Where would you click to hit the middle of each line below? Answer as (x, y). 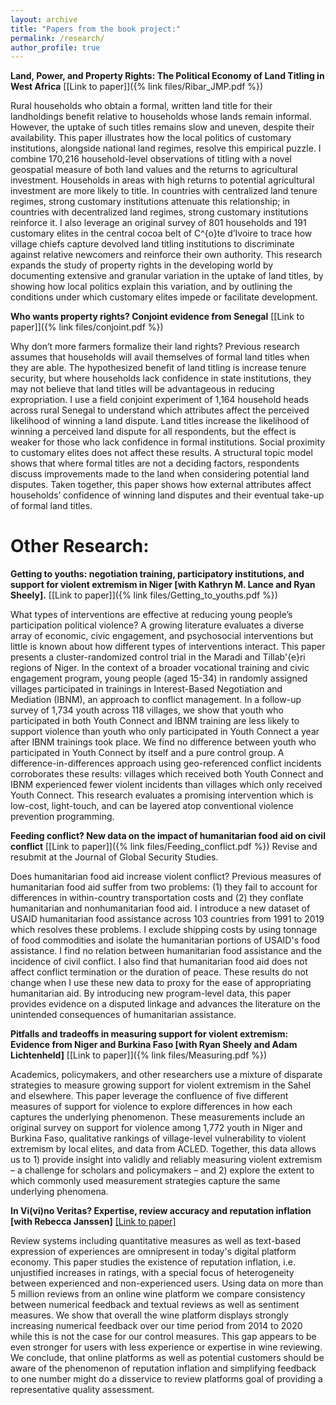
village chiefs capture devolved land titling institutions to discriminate (152, 244)
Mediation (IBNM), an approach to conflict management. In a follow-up (156, 700)
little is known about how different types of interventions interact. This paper (168, 647)
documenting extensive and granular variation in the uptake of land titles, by (167, 276)
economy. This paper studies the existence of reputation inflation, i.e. (153, 1262)
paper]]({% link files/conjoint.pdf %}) (87, 327)
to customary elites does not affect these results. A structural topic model (161, 453)
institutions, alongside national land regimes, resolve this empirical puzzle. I (166, 148)
